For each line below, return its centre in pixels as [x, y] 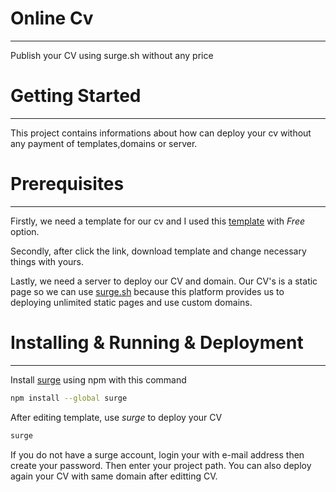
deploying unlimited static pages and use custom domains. [131, 302]
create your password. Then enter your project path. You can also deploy [161, 465]
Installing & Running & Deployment [157, 343]
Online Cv [52, 18]
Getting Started [76, 96]
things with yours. [47, 261]
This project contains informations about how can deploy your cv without [161, 133]
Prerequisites [67, 184]
